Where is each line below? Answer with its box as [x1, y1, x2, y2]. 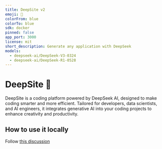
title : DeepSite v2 [5, 7, 45, 12]
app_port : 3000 [5, 35, 37, 40]
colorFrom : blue [5, 16, 39, 21]
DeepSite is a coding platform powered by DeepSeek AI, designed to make [5, 95, 157, 101]
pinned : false [5, 30, 35, 35]
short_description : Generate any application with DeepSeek [5, 44, 132, 49]
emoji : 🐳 [5, 12, 23, 17]
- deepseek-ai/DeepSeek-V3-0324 [9, 53, 77, 58]
